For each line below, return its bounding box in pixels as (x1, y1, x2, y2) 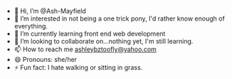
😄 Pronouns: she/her (14, 56, 77, 63)
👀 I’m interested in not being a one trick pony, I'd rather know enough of (14, 14, 226, 23)
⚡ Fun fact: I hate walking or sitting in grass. (14, 63, 143, 71)
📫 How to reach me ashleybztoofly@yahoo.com (14, 45, 157, 53)
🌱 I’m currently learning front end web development (14, 29, 166, 38)
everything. (14, 22, 48, 30)
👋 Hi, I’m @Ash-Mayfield (14, 7, 87, 15)
